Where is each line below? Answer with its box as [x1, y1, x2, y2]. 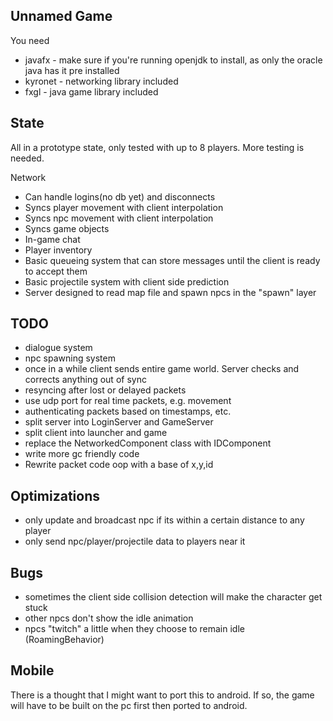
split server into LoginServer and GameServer [24, 416, 214, 428]
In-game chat [24, 233, 81, 245]
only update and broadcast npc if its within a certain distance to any [24, 514, 305, 526]
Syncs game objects [24, 222, 110, 234]
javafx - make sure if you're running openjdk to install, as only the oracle [24, 54, 323, 66]
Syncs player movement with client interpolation [24, 201, 224, 213]
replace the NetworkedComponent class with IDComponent [24, 437, 272, 449]
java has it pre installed [24, 64, 120, 76]
